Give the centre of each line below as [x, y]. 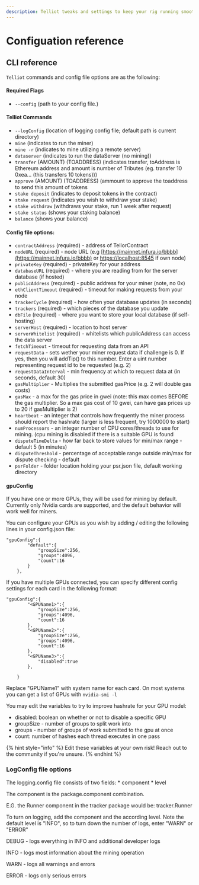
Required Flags [25, 91]
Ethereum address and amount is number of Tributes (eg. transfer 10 [98, 168]
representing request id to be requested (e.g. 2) [73, 365]
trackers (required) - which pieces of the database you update [92, 308]
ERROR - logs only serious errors [46, 876]
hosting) [25, 321]
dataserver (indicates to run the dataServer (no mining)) [83, 156]
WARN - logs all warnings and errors [51, 864]
